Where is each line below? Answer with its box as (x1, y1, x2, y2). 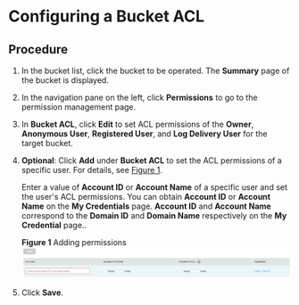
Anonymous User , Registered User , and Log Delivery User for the (21, 128, 268, 139)
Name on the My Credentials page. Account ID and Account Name (21, 201, 271, 211)
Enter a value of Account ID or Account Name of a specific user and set (21, 182, 287, 193)
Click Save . (21, 287, 64, 298)
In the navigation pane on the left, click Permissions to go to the (21, 92, 258, 103)
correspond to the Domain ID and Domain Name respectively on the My (21, 210, 287, 220)
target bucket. (21, 138, 73, 148)
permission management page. (21, 102, 137, 112)
